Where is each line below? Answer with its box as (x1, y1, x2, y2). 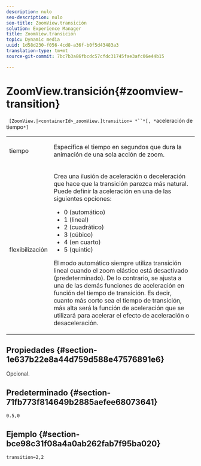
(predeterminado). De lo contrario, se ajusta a (53, 274, 182, 282)
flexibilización (9, 245, 48, 253)
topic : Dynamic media (6, 37, 60, 43)
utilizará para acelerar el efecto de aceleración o (53, 311, 190, 319)
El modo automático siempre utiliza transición (53, 259, 181, 267)
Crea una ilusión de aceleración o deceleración (53, 172, 186, 180)
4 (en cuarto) (63, 238, 101, 246)
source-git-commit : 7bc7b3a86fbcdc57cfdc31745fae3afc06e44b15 (6, 53, 165, 59)
